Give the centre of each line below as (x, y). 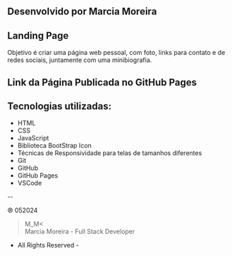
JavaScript (33, 138)
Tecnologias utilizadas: (59, 106)
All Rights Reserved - (48, 245)
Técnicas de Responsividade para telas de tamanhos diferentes (110, 153)
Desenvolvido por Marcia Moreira (82, 12)
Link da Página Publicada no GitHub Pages (102, 82)
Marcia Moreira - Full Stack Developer (80, 231)
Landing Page (38, 36)
